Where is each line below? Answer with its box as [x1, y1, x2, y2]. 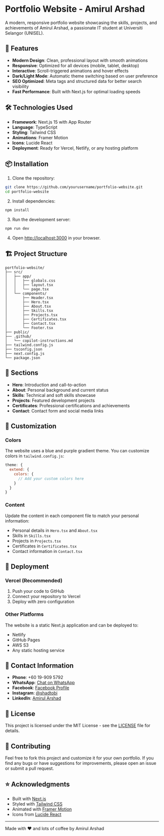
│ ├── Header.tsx [5, 295, 54, 300]
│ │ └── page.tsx [5, 287, 49, 291]
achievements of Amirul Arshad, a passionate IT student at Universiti [5, 25, 143, 30]
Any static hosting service [12, 647, 65, 653]
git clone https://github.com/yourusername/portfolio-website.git [5, 185, 143, 190]
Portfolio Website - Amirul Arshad [5, 3, 145, 15]
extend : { [9, 467, 29, 472]
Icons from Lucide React [12, 811, 62, 817]
